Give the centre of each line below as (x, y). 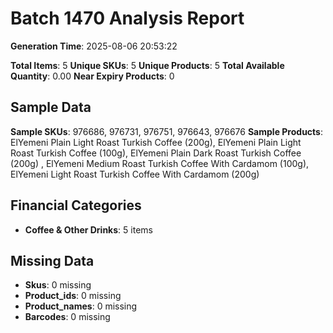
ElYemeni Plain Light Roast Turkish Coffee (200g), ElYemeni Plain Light (156, 142)
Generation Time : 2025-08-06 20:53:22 (94, 46)
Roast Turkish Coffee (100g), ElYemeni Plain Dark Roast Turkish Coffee (156, 153)
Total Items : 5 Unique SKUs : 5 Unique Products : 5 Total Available (147, 65)
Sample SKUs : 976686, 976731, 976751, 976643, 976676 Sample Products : (166, 131)
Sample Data (51, 107)
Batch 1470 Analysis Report (127, 18)
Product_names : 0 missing (81, 306)
